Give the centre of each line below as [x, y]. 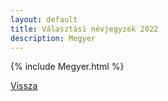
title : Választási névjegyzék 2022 [84, 29]
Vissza [24, 86]
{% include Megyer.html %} [67, 67]
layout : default [44, 19]
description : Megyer [53, 38]
